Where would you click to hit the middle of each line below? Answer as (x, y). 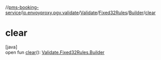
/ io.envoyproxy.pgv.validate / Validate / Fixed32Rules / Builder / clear (88, 13)
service (13, 13)
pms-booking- (24, 7)
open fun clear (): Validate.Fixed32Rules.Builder (55, 52)
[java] (11, 47)
